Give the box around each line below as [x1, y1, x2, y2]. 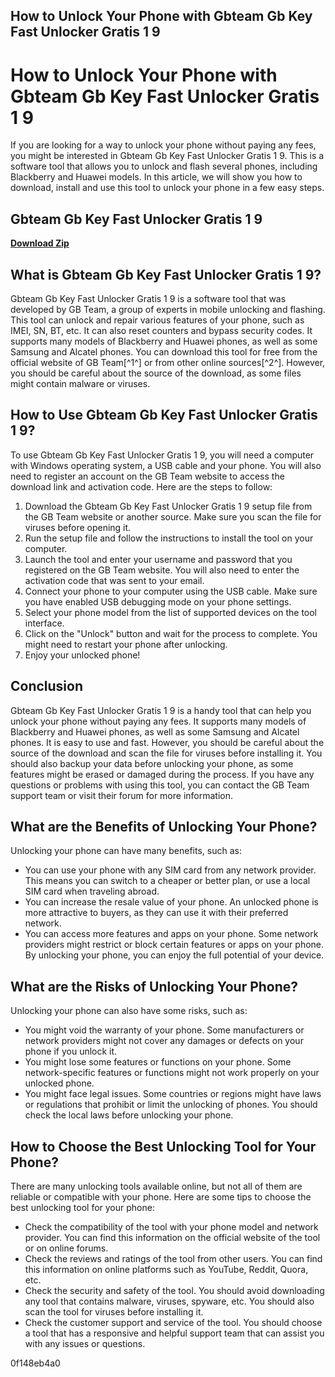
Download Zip [10, 237, 70, 249]
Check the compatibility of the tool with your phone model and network [24, 1221, 319, 1233]
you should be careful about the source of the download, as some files [10, 367, 302, 379]
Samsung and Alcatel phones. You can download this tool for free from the [10, 345, 318, 358]
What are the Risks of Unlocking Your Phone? [10, 978, 299, 995]
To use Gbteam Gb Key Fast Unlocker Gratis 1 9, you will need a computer [10, 449, 315, 461]
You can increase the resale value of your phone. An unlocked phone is [24, 896, 319, 908]
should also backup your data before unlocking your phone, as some [10, 757, 294, 769]
